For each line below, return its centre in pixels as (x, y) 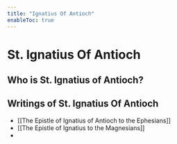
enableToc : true (31, 20)
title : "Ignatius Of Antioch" (51, 14)
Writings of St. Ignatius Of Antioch (83, 104)
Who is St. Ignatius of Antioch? (75, 80)
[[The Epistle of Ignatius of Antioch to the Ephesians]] (94, 120)
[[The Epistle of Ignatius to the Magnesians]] (81, 128)
